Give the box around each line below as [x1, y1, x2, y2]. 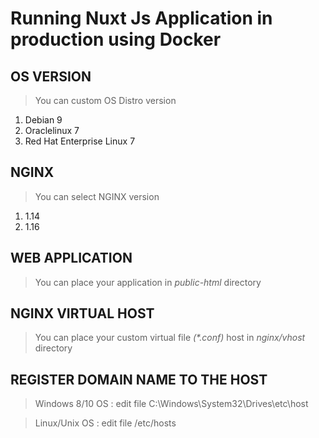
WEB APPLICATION [10, 250, 133, 267]
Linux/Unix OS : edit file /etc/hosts [34, 417, 177, 429]
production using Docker [10, 28, 222, 51]
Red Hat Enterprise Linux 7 [24, 135, 136, 147]
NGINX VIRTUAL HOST [10, 305, 155, 322]
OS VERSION [10, 68, 92, 85]
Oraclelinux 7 [24, 125, 80, 136]
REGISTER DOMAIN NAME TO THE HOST [10, 371, 268, 388]
